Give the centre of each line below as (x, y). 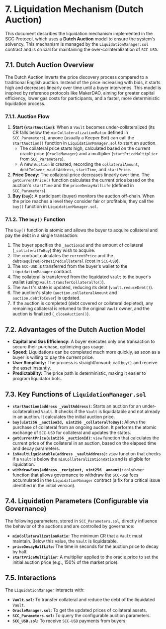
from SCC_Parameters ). (42, 159)
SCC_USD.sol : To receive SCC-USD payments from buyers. (69, 621)
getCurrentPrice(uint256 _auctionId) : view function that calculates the (85, 438)
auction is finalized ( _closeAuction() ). (51, 314)
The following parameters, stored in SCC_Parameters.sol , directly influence (81, 521)
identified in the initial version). (44, 485)
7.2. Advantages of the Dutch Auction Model (75, 329)
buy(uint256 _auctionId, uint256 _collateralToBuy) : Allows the (79, 422)
